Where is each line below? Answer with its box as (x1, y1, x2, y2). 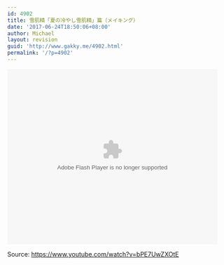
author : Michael (7, 29, 55, 37)
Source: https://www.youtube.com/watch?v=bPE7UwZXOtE (7, 250, 179, 258)
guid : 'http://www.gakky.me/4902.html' (7, 43, 124, 50)
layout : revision (7, 36, 58, 43)
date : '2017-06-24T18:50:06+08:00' (7, 23, 111, 30)
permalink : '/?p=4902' (7, 50, 73, 57)
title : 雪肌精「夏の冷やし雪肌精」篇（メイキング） (7, 17, 139, 24)
